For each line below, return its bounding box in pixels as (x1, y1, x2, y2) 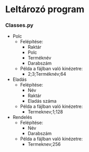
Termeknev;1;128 (27, 109, 63, 115)
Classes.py (5, 22, 34, 29)
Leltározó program (5, 4, 84, 15)
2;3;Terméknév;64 (27, 71, 67, 77)
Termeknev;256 (27, 141, 61, 147)
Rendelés (12, 114, 32, 120)
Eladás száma (27, 98, 57, 104)
